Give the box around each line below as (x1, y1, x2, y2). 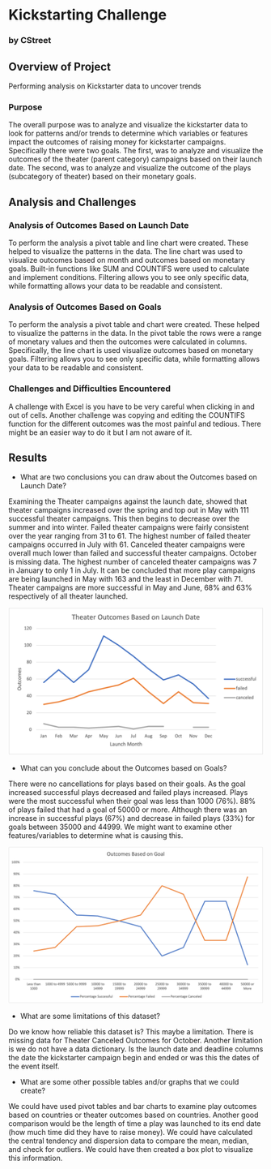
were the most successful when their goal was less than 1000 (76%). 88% (8, 796, 256, 806)
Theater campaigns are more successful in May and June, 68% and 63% (8, 582, 252, 593)
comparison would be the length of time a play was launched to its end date (8, 1118, 261, 1128)
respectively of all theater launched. (8, 591, 129, 601)
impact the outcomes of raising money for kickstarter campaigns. (8, 137, 227, 147)
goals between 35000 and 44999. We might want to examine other (8, 822, 232, 832)
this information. (8, 1153, 63, 1163)
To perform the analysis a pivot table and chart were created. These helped (8, 320, 260, 329)
